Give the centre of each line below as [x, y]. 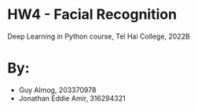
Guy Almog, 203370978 [57, 90]
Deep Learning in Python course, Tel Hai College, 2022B [99, 36]
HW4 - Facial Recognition [92, 15]
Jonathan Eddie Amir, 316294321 [72, 98]
